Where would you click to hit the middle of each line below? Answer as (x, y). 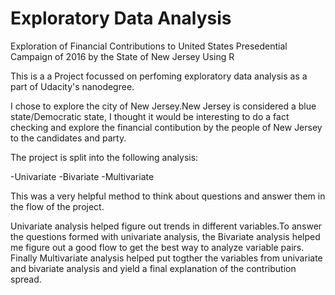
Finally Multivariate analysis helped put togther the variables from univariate (166, 258)
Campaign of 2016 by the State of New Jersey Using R (122, 56)
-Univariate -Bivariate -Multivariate (82, 176)
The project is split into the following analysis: (104, 157)
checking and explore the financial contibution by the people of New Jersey (166, 127)
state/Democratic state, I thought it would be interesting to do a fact (150, 116)
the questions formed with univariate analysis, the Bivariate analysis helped (165, 236)
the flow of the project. (57, 206)
